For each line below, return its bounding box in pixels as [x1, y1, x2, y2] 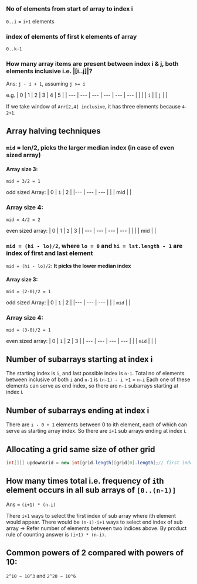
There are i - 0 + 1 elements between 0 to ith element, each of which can [6, 421, 188, 428]
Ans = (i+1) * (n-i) [6, 501, 56, 508]
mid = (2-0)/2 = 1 [6, 289, 51, 295]
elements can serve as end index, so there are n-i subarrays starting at [6, 382, 179, 389]
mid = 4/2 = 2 [6, 216, 41, 223]
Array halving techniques [6, 126, 101, 136]
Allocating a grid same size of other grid [6, 444, 155, 454]
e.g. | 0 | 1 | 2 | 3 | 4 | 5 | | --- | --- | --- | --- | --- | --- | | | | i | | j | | [6, 91, 168, 99]
